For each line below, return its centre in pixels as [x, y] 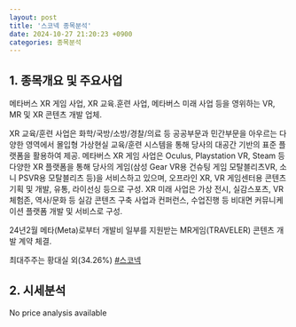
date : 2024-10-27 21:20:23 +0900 [71, 34]
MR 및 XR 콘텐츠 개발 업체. [55, 115]
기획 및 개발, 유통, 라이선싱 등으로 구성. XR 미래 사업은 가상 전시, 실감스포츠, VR [146, 189]
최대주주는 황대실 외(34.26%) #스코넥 [75, 260]
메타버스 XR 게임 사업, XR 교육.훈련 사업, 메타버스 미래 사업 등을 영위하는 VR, [142, 104]
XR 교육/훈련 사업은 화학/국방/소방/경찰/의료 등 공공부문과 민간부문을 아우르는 [143, 133]
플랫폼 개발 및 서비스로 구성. [74, 211]
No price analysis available [58, 313]
